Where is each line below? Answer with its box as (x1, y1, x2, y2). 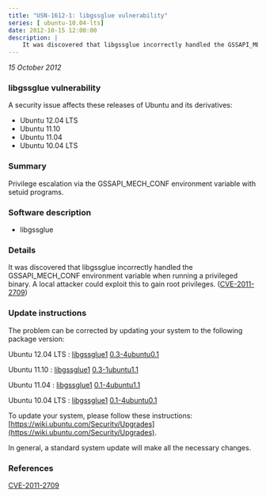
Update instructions (8, 308, 87, 319)
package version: (8, 334, 65, 343)
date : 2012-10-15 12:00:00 (8, 26, 97, 34)
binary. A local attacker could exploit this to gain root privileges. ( (8, 279, 220, 289)
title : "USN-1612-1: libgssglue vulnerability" (8, 11, 169, 20)
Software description (8, 207, 92, 218)
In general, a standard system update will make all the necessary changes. (8, 442, 252, 452)
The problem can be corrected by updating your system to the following (8, 325, 243, 335)
